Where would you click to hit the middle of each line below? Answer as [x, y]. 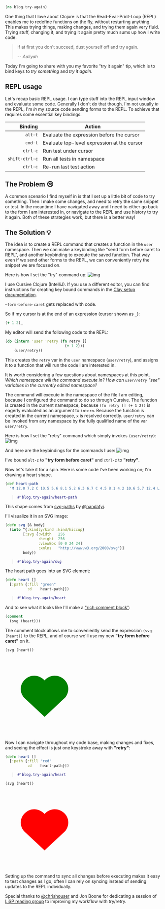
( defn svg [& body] [25, 525]
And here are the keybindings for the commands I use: [60, 450]
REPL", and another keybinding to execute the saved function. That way [78, 255]
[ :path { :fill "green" [33, 584]
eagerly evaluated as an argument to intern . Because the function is [75, 410]
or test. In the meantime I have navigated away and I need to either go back [82, 206]
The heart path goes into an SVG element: [48, 571]
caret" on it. [17, 641]
